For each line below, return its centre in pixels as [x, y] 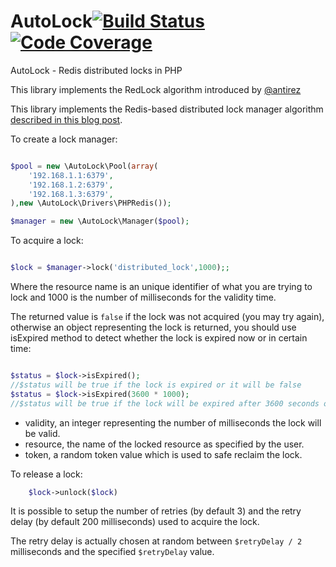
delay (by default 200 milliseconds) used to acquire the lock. [135, 522]
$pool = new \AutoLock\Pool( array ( [84, 166]
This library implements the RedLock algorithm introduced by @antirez [156, 89]
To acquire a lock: [47, 241]
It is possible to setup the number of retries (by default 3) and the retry [156, 511]
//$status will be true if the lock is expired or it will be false [156, 385]
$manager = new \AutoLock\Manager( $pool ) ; [100, 221]
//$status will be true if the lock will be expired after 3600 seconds [165, 403]
